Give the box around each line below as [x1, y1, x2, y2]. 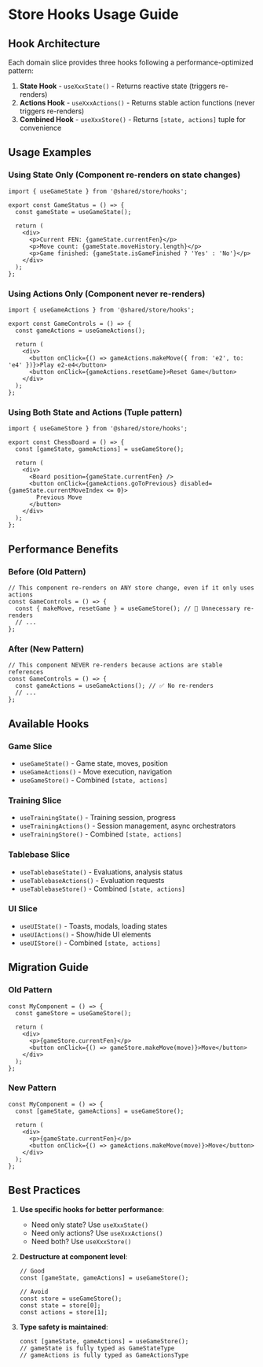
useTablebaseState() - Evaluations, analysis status [19, 867, 183, 877]
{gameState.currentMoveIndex [8, 486, 104, 495]
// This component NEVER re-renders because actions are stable [8, 661, 223, 670]
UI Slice [8, 903, 38, 914]
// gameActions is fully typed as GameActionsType [19, 1351, 189, 1359]
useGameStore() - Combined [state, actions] [19, 775, 168, 785]
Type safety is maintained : [19, 1322, 108, 1332]
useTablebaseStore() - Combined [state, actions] [19, 884, 186, 893]
